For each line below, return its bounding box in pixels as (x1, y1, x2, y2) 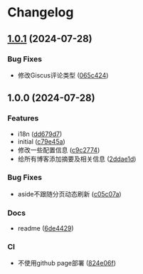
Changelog (7, 4, 74, 21)
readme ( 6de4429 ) (17, 224, 74, 233)
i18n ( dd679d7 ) (17, 130, 63, 138)
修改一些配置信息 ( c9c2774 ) (17, 145, 100, 154)
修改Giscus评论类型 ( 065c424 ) (17, 70, 109, 79)
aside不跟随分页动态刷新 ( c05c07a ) (17, 189, 122, 198)
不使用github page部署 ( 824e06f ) (17, 259, 116, 268)
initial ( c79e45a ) (17, 137, 65, 146)
